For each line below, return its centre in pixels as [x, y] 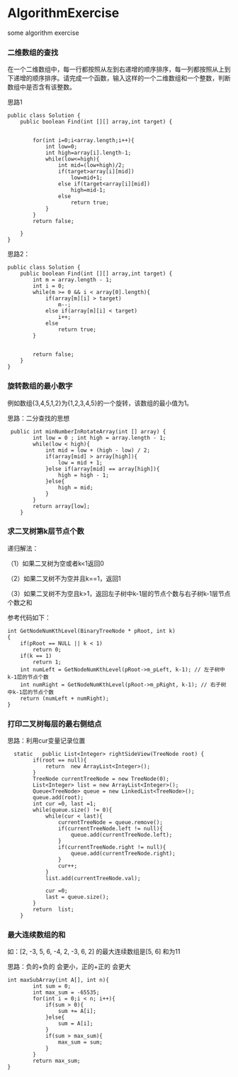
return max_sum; [57, 1061]
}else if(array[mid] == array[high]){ [102, 469]
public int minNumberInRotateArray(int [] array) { [88, 431]
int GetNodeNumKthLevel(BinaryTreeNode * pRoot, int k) [91, 631]
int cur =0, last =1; [65, 804]
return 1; [47, 662]
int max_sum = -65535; [66, 992]
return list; [53, 910]
